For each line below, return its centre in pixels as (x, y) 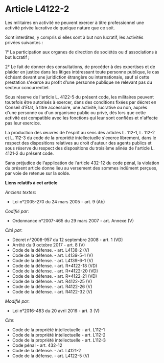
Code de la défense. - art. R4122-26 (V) (52, 286)
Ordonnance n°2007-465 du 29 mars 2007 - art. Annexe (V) (73, 220)
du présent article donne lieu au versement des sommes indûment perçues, (81, 168)
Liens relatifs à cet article (31, 183)
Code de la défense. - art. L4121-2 (47, 350)
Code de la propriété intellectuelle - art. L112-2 (59, 335)
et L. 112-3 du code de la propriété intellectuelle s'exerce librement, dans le (81, 138)
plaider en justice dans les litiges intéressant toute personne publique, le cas (82, 72)
